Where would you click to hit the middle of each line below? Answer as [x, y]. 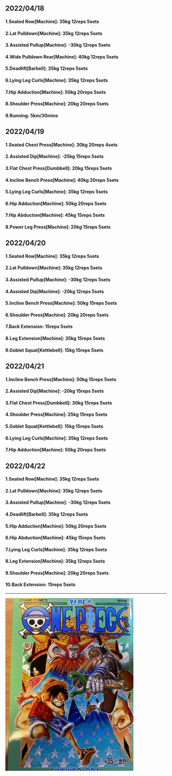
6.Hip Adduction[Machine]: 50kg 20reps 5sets [56, 203]
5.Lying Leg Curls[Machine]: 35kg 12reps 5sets [57, 192]
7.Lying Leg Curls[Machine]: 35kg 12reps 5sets [56, 550]
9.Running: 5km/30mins [32, 116]
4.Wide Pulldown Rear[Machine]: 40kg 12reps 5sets [62, 56]
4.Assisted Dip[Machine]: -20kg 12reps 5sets [55, 291]
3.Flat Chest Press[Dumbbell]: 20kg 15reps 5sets [59, 168]
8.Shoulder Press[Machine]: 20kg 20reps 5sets [57, 104]
